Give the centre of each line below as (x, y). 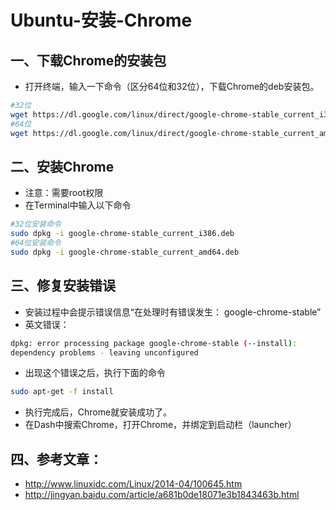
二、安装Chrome (62, 166)
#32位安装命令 (36, 224)
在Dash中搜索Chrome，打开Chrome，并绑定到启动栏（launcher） (160, 425)
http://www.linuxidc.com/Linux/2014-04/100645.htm (133, 484)
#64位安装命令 (36, 243)
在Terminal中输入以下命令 (78, 205)
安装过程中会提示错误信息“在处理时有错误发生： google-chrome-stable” (173, 312)
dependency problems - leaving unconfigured (104, 352)
